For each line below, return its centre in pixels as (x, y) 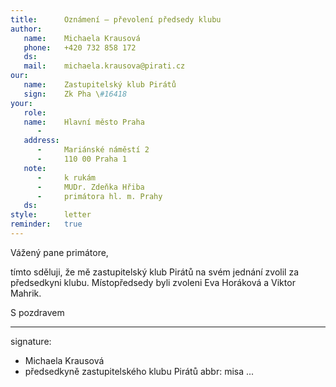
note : (35, 168)
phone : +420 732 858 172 (80, 47)
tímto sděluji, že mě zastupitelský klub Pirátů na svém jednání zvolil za (155, 272)
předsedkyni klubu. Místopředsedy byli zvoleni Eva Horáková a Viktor (153, 282)
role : (35, 112)
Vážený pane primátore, (59, 252)
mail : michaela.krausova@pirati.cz (104, 66)
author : (26, 29)
